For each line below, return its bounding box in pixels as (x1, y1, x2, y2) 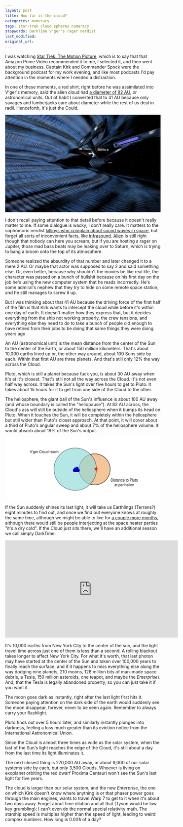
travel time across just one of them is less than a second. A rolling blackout (5, 648, 157, 654)
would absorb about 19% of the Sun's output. (5, 427, 97, 433)
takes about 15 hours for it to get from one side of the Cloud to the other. (5, 386, 152, 392)
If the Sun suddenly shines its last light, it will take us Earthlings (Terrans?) (5, 504, 156, 510)
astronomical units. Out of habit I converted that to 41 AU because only (5, 94, 149, 100)
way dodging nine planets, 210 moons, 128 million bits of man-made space (5, 669, 157, 675)
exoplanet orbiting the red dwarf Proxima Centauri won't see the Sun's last (5, 770, 157, 776)
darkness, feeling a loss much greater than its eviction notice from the (5, 725, 147, 731)
